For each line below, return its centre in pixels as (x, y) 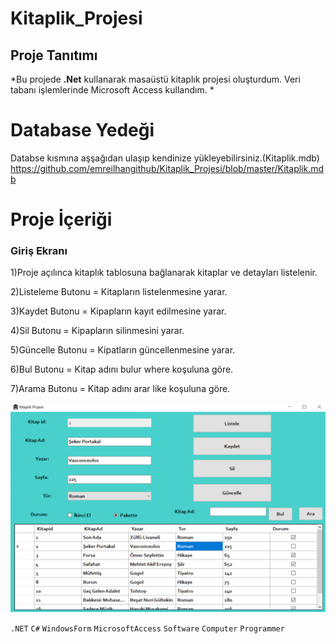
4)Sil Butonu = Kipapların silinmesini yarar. (97, 331)
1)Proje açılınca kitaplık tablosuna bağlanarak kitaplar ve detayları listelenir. (164, 273)
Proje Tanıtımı (54, 55)
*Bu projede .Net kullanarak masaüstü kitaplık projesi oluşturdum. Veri (155, 79)
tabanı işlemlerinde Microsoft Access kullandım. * (112, 90)
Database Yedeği (82, 130)
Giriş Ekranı (39, 251)
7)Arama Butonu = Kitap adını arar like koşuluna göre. (120, 389)
